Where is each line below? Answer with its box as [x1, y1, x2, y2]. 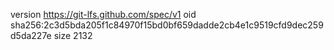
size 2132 [53, 30, 93, 41]
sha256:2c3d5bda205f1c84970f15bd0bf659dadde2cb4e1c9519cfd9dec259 [10, 19, 324, 31]
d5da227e [10, 30, 52, 41]
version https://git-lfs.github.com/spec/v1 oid [10, 9, 197, 20]
